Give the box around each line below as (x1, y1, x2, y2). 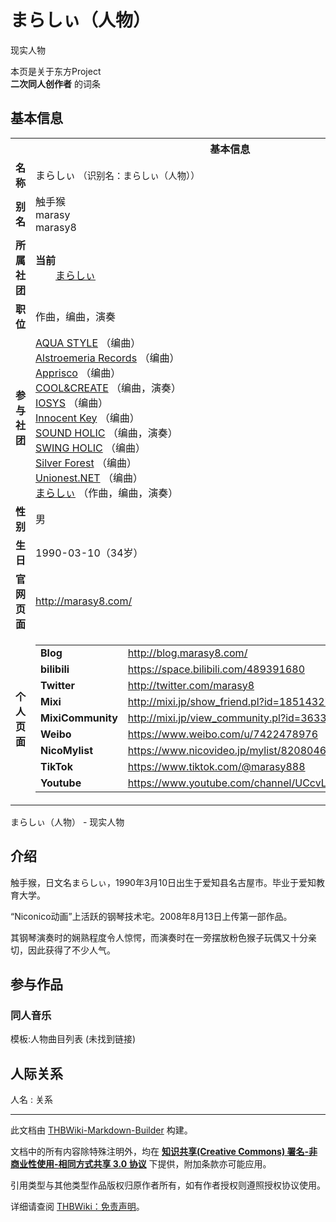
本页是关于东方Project (10, 65, 102, 77)
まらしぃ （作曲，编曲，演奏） (35, 486, 179, 500)
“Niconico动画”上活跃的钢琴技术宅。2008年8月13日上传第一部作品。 (10, 910, 293, 922)
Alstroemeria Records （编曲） (35, 351, 180, 365)
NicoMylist (40, 743, 94, 757)
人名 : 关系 (10, 1094, 53, 1106)
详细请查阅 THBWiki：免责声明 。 (10, 1201, 145, 1213)
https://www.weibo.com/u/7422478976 (127, 727, 319, 741)
